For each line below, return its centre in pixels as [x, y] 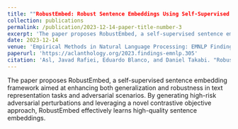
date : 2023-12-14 [33, 40]
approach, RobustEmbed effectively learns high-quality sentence [102, 110]
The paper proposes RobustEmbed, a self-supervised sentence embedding [118, 80]
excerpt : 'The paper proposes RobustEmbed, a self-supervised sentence [115, 34]
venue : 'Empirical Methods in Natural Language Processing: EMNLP [107, 47]
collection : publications [45, 21]
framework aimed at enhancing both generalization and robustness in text [115, 88]
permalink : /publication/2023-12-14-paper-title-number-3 [95, 27]
